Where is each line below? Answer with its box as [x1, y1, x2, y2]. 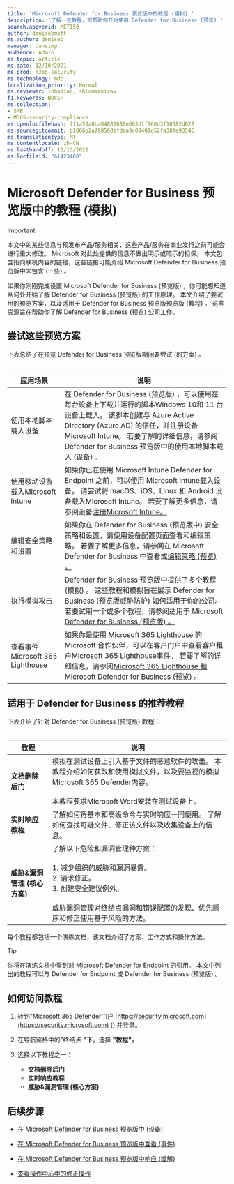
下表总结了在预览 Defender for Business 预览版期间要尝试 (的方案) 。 [7, 350, 205, 358]
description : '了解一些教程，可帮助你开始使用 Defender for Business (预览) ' [7, 17, 224, 24]
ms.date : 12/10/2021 [7, 62, 68, 69]
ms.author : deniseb [7, 36, 64, 43]
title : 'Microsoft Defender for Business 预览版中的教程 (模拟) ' [7, 10, 195, 17]
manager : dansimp [7, 43, 58, 50]
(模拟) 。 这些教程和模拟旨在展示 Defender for [64, 585, 215, 595]
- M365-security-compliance [7, 114, 89, 121]
